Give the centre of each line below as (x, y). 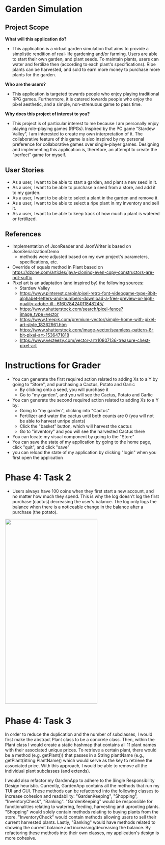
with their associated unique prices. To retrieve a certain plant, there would (81, 750)
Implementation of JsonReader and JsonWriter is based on (72, 246)
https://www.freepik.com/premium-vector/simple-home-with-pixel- (88, 319)
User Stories (25, 170)
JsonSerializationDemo (36, 251)
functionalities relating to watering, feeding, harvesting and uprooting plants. (82, 807)
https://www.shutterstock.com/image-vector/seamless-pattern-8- (86, 330)
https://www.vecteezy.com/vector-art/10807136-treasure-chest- (85, 340)
